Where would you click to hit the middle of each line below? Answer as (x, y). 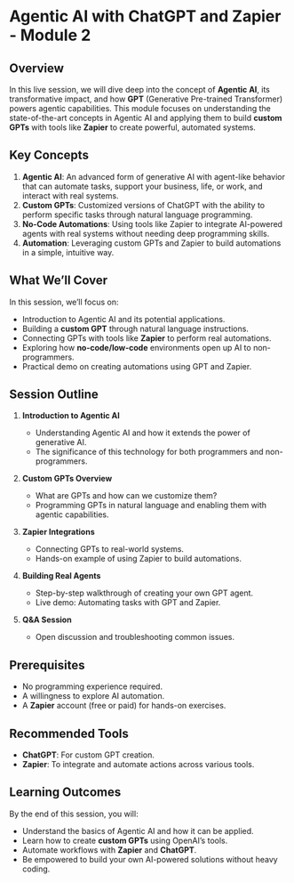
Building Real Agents (61, 576)
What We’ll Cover (59, 281)
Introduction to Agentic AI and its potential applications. (123, 319)
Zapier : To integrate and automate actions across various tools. (138, 765)
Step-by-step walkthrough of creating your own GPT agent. (144, 593)
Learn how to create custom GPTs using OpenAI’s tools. (125, 840)
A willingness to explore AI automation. (93, 696)
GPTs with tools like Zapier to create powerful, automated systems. (132, 127)
